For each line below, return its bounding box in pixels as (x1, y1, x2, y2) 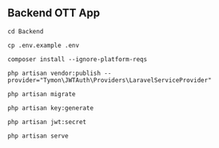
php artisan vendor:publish (7, 69, 102, 77)
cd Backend (7, 27, 44, 35)
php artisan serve (7, 131, 69, 140)
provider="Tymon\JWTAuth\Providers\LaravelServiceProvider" (7, 76, 213, 84)
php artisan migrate (7, 90, 77, 98)
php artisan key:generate (7, 103, 94, 112)
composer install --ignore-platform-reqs (7, 55, 148, 63)
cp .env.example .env (7, 41, 80, 49)
